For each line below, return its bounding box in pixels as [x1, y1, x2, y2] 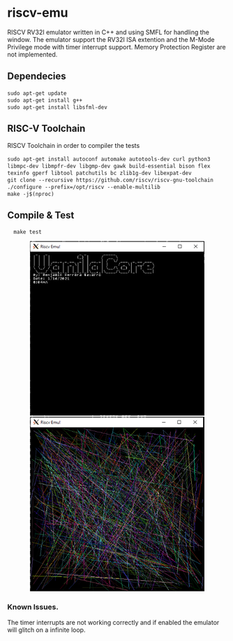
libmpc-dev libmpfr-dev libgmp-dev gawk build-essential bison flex [7, 163, 211, 169]
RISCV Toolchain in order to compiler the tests [7, 141, 140, 149]
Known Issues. [7, 602, 59, 612]
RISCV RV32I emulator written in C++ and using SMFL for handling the [7, 28, 210, 36]
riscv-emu [7, 5, 68, 21]
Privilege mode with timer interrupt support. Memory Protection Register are [7, 43, 226, 51]
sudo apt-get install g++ [7, 96, 82, 104]
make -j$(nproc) [7, 190, 54, 197]
